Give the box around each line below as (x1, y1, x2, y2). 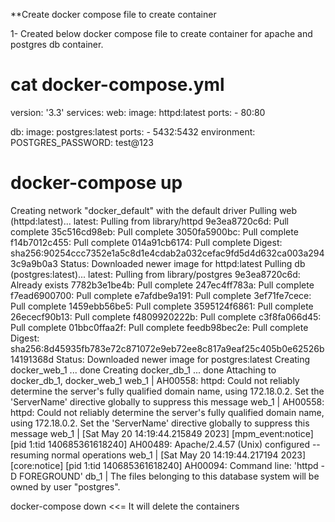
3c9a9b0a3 (10, 257, 58, 269)
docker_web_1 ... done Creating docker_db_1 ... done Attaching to (10, 364, 277, 376)
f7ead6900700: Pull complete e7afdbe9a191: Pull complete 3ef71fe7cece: (10, 289, 312, 301)
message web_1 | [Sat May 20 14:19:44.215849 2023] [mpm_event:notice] (10, 427, 314, 439)
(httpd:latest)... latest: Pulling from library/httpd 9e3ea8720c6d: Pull (10, 215, 289, 227)
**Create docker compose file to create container (10, 9, 217, 20)
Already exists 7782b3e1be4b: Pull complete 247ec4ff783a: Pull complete (10, 279, 315, 291)
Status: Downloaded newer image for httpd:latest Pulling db (59, 257, 306, 269)
